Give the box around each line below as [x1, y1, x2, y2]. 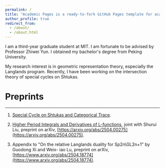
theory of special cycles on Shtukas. [5, 74, 79, 80]
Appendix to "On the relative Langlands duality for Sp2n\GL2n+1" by [12, 141, 150, 147]
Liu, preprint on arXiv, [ [12, 126, 59, 133]
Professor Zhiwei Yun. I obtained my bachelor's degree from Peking [5, 49, 142, 55]
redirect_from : [5, 21, 36, 26]
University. [5, 54, 27, 59]
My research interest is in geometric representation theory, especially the [5, 63, 154, 69]
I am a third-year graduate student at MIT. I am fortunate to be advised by [5, 44, 154, 49]
